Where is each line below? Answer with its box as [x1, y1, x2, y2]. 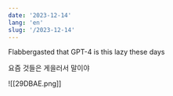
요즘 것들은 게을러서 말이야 [8, 63, 90, 73]
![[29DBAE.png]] [8, 79, 62, 88]
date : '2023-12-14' [8, 11, 72, 20]
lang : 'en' [8, 19, 44, 27]
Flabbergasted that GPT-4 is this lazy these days [8, 48, 165, 57]
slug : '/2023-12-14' [8, 26, 76, 34]
